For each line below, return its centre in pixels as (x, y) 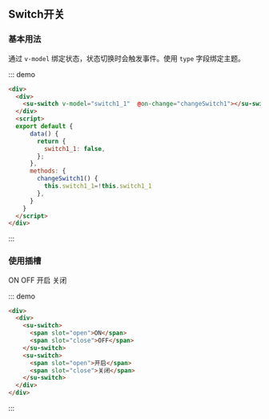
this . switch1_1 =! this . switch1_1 (98, 186)
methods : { (48, 171)
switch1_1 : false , (74, 148)
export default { (44, 127)
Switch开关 (37, 14)
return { (52, 141)
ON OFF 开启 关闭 (38, 280)
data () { (44, 134)
